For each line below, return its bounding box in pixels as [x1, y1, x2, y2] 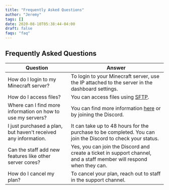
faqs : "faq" [5, 31, 30, 36]
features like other [8, 152, 51, 159]
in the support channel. [71, 176, 126, 183]
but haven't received [8, 129, 57, 136]
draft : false [5, 26, 33, 31]
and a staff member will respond [71, 155, 147, 162]
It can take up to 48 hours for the [71, 122, 149, 129]
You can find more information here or [71, 105, 161, 112]
